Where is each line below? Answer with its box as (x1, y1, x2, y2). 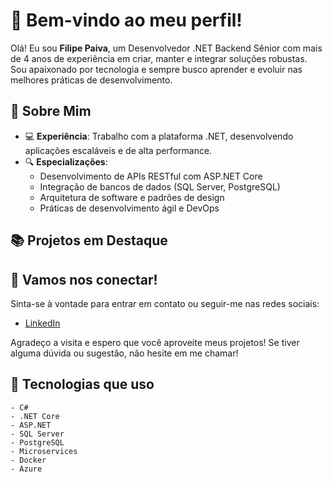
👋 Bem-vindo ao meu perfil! (10, 9, 243, 32)
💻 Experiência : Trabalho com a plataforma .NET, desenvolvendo (24, 130, 294, 142)
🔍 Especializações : (24, 155, 108, 168)
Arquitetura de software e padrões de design (39, 191, 225, 203)
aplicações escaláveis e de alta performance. (24, 144, 213, 156)
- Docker (10, 455, 47, 465)
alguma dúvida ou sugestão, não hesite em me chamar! (10, 347, 239, 359)
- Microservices (10, 446, 78, 456)
